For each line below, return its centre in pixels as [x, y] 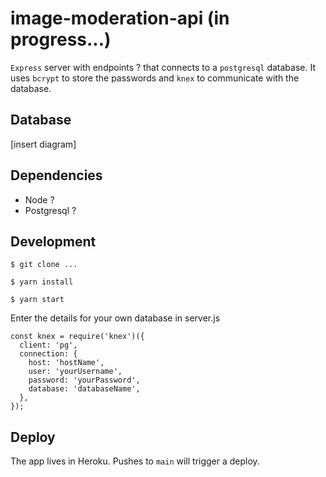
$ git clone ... [44, 265]
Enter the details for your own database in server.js [115, 318]
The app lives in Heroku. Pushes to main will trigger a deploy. [135, 461]
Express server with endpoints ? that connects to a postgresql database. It [163, 67]
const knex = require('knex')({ [77, 337]
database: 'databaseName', [84, 389]
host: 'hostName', [66, 363]
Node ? [39, 199]
